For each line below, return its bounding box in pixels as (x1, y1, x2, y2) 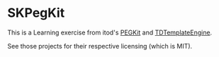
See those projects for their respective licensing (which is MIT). (7, 42, 193, 50)
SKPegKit (7, 5, 65, 21)
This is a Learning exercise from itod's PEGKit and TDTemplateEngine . (7, 28, 213, 37)
